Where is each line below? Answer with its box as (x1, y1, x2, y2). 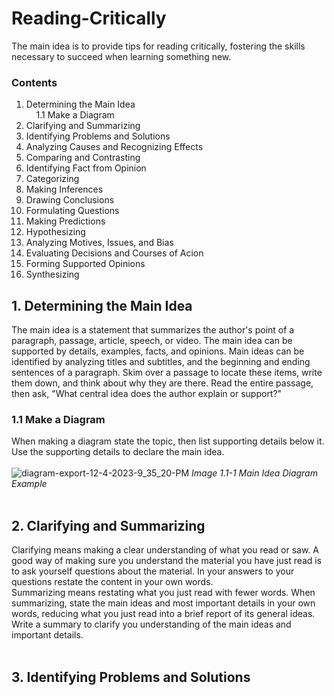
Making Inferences (25, 183, 104, 196)
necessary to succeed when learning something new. (11, 50, 232, 62)
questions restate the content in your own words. (11, 576, 214, 588)
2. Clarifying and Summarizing (11, 517, 206, 534)
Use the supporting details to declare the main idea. (11, 446, 225, 458)
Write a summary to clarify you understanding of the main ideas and (11, 618, 292, 631)
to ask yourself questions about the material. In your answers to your (11, 565, 295, 577)
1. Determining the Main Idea (11, 297, 193, 314)
